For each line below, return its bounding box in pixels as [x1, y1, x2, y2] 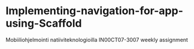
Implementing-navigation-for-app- [5, 4, 183, 18]
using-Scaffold [5, 17, 82, 30]
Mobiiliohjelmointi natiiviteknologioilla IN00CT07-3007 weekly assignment [5, 36, 188, 43]
